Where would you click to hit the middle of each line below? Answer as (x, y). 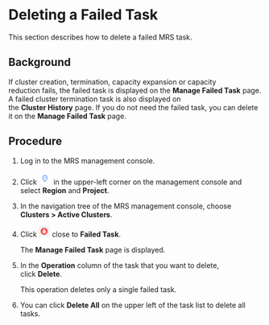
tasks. (30, 313)
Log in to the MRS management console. (87, 160)
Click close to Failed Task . (70, 234)
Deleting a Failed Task (83, 15)
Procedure (35, 141)
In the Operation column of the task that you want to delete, (120, 265)
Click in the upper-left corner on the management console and (131, 182)
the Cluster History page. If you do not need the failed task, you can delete (133, 107)
